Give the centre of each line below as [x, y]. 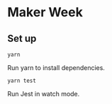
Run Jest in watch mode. [44, 94]
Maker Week [45, 12]
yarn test [22, 81]
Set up [22, 39]
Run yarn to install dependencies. [56, 68]
